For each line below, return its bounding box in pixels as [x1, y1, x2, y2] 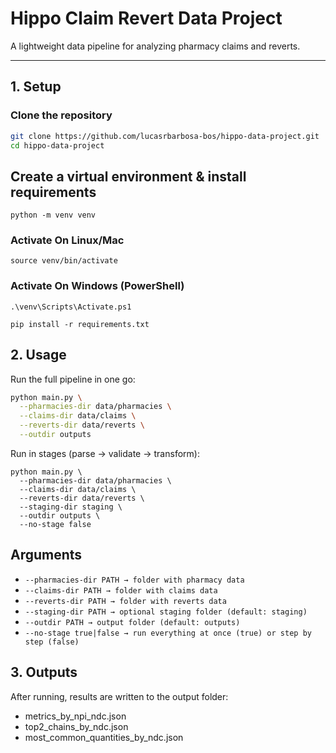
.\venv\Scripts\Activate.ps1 [10, 302, 132, 312]
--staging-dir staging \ [19, 502, 123, 512]
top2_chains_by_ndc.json [24, 720, 129, 732]
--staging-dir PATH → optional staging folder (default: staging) [24, 607, 308, 617]
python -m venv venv [10, 210, 97, 221]
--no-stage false [19, 519, 92, 529]
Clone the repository [10, 108, 113, 122]
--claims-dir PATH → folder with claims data [24, 585, 218, 596]
